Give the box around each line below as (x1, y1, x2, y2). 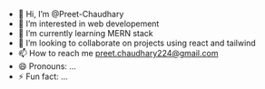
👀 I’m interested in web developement (17, 18, 160, 29)
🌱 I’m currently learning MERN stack (17, 28, 153, 38)
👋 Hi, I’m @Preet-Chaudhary (17, 9, 124, 19)
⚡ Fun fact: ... (17, 71, 68, 82)
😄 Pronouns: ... (17, 61, 77, 72)
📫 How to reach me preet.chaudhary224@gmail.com (17, 48, 219, 58)
